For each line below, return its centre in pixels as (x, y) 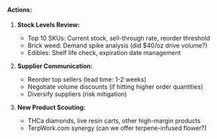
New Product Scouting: (51, 107)
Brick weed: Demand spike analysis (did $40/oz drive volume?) (117, 45)
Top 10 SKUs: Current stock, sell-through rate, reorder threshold (119, 39)
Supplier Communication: (55, 66)
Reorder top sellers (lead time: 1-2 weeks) (87, 80)
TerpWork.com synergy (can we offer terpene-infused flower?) (117, 128)
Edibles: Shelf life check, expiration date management (104, 53)
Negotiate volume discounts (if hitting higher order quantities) (115, 87)
